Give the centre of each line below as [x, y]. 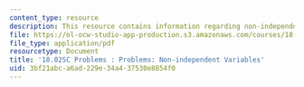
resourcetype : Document [54, 52]
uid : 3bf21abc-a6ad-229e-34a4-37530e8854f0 [93, 69]
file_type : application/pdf [62, 43]
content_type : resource [54, 18]
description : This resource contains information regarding [125, 26]
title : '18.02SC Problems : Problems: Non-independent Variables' [137, 60]
